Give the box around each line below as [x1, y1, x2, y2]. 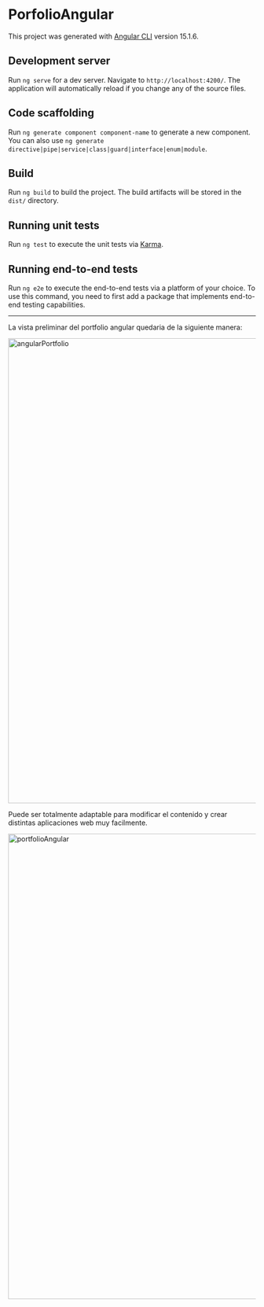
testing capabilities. [22, 300, 86, 309]
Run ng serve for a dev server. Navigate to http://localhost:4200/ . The [8, 75, 241, 84]
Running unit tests [8, 219, 100, 232]
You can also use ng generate [8, 135, 104, 145]
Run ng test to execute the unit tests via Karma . [8, 240, 163, 249]
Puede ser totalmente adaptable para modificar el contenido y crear [8, 810, 228, 819]
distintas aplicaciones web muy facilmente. [8, 818, 148, 827]
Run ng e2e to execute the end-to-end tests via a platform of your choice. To [8, 283, 256, 293]
